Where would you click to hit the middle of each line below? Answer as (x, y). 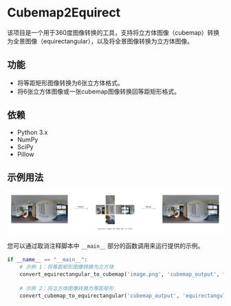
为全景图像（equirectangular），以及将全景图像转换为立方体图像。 (100, 41)
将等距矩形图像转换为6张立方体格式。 (70, 83)
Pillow (25, 154)
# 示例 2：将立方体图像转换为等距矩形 (67, 289)
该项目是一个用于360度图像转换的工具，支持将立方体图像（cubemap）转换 (113, 32)
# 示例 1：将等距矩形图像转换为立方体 (67, 267)
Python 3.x (32, 132)
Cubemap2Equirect (64, 13)
